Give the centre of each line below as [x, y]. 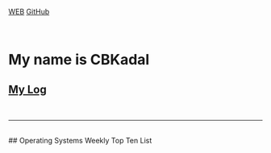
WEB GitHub [29, 12]
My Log [27, 89]
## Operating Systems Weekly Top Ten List [80, 141]
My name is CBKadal [79, 60]
